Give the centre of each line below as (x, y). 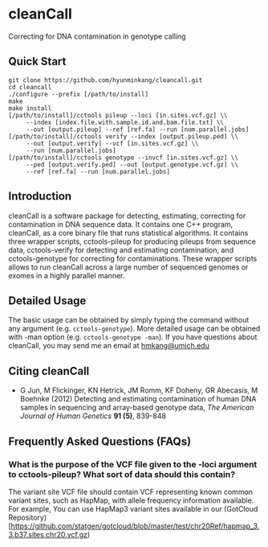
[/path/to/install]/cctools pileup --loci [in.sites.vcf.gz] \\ (118, 115)
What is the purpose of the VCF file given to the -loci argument (133, 464)
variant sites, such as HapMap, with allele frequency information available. (131, 500)
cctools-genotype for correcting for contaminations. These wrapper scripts (133, 258)
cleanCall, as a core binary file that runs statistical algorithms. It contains (128, 232)
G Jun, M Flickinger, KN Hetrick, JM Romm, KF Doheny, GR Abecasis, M (139, 390)
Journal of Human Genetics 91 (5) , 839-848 (93, 416)
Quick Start (37, 62)
